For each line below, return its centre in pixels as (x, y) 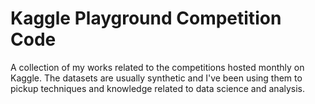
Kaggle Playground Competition (146, 18)
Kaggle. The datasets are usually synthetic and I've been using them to (156, 78)
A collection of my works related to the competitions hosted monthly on (157, 67)
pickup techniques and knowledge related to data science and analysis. (158, 88)
